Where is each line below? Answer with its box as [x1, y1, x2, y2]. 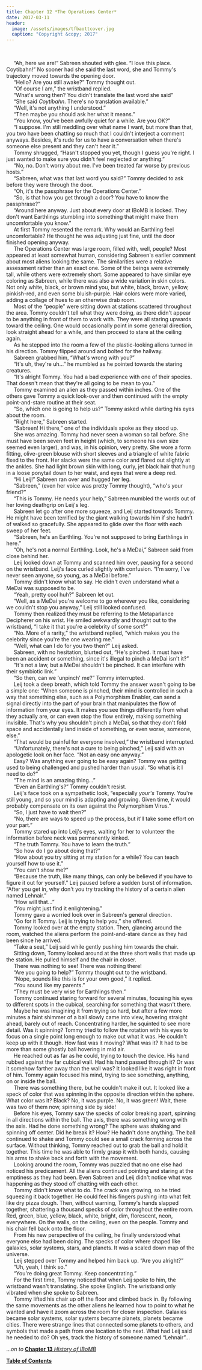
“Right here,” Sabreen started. [13, 418, 88, 426]
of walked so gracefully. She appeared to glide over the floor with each [6, 521, 182, 528]
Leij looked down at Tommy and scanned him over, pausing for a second [13, 559, 194, 567]
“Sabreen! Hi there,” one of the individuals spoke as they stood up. [13, 424, 179, 432]
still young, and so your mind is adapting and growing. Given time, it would [6, 796, 191, 803]
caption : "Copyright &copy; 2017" [11, 31, 98, 37]
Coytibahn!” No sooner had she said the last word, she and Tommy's [6, 66, 176, 73]
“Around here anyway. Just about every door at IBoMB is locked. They [13, 207, 188, 214]
